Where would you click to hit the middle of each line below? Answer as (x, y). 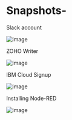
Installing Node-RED (31, 98)
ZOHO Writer (22, 51)
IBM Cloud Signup (29, 74)
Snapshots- (36, 11)
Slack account (24, 27)
